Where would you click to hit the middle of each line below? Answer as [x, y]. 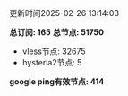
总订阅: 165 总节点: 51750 [57, 32]
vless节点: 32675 [54, 51]
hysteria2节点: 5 [52, 62]
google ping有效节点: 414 [57, 82]
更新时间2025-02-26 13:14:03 [64, 13]
